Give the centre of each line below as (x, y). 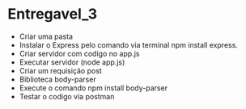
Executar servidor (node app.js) (72, 62)
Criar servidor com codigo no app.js (79, 53)
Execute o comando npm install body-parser (93, 88)
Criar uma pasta (46, 36)
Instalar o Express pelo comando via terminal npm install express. (128, 44)
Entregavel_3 (53, 14)
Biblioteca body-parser (57, 79)
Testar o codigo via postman (67, 96)
